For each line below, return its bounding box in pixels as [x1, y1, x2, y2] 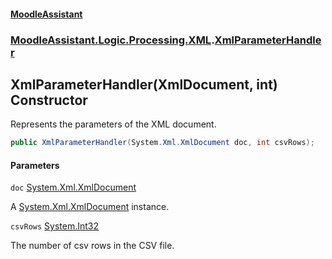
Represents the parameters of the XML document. [10, 118, 217, 130]
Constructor [10, 91, 88, 109]
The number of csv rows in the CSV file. [10, 240, 175, 252]
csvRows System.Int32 [10, 220, 100, 232]
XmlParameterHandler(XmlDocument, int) [10, 76, 278, 93]
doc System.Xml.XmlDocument [10, 181, 137, 194]
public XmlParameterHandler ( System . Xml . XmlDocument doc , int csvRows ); [10, 138, 315, 148]
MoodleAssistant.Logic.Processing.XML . [10, 33, 215, 47]
